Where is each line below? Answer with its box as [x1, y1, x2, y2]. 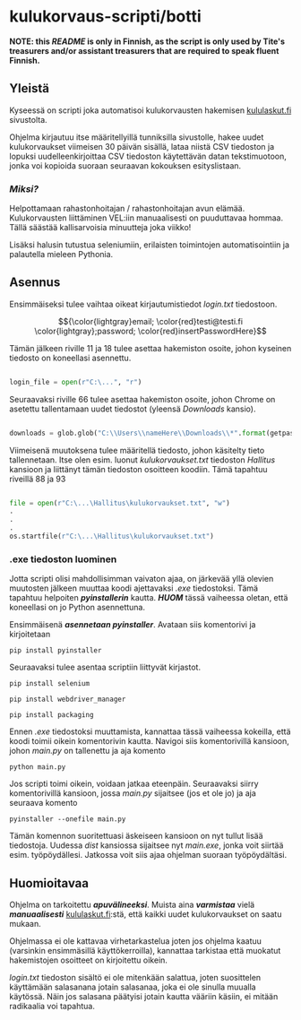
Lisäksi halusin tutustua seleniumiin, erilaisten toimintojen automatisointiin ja [9, 239, 289, 250]
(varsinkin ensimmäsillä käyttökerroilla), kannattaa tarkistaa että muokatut [9, 946, 281, 956]
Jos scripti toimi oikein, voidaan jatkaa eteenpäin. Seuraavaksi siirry [9, 778, 259, 790]
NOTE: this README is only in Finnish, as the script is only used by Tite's [9, 36, 285, 47]
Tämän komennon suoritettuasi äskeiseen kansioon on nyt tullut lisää [9, 831, 263, 842]
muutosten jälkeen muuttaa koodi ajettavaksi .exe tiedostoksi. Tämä [9, 583, 258, 593]
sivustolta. [9, 114, 47, 125]
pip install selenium [9, 679, 90, 688]
